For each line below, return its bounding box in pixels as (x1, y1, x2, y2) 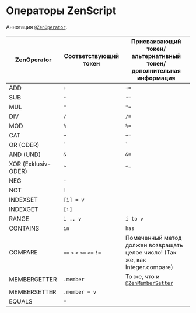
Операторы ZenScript (6, 4, 117, 18)
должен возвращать (125, 241, 183, 249)
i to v (125, 215, 144, 222)
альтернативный (131, 51, 181, 60)
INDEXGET (9, 205, 38, 213)
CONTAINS (9, 224, 40, 232)
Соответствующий (64, 51, 120, 60)
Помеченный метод (125, 233, 182, 242)
